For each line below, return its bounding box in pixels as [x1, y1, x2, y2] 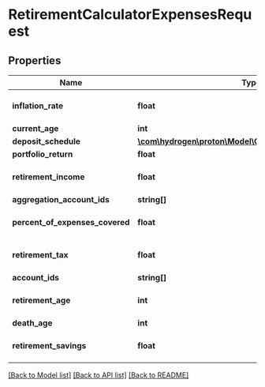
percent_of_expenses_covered [12, 217, 130, 227]
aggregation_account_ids [12, 194, 110, 205]
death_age [12, 317, 53, 329]
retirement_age [12, 295, 71, 306]
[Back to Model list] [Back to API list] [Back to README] [8, 370, 189, 380]
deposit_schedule [12, 136, 81, 147]
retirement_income [12, 171, 85, 182]
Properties [8, 54, 62, 67]
